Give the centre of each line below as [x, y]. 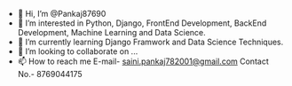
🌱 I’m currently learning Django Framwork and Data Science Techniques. [150, 42]
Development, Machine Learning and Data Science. [111, 32]
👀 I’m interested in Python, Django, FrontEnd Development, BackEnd [142, 23]
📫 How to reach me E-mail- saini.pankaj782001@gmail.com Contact [143, 61]
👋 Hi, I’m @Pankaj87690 [62, 14]
